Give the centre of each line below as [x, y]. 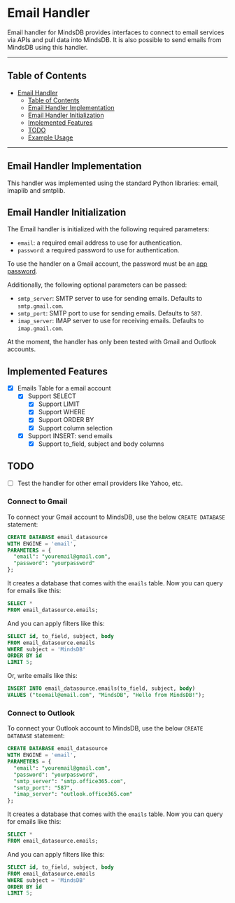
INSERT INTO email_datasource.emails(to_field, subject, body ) [101, 688]
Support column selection [76, 428]
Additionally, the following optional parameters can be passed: [97, 285]
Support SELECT [52, 396]
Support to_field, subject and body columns [101, 444]
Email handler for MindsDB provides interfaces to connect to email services [116, 32]
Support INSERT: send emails [70, 435]
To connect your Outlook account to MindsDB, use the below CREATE [105, 728]
